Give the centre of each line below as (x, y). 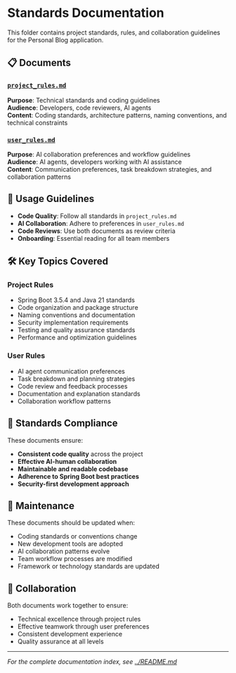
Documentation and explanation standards (79, 394)
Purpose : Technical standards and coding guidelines (84, 100)
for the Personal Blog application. (55, 39)
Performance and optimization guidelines (77, 338)
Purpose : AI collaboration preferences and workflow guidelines (99, 154)
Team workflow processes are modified (75, 559)
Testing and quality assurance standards (76, 330)
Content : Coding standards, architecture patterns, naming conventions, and (117, 115)
